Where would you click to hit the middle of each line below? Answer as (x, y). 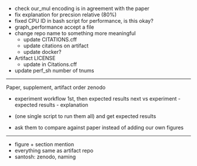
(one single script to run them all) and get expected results (85, 116)
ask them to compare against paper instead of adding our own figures (99, 127)
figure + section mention (44, 144)
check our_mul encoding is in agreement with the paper (82, 8)
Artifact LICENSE (35, 58)
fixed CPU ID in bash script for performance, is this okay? (84, 21)
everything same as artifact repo (54, 151)
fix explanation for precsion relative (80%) (66, 15)
